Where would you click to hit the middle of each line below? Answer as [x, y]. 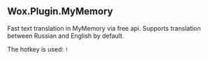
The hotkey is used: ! [38, 49]
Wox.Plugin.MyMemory [60, 12]
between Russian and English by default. [66, 36]
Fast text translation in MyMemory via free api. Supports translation [104, 28]
